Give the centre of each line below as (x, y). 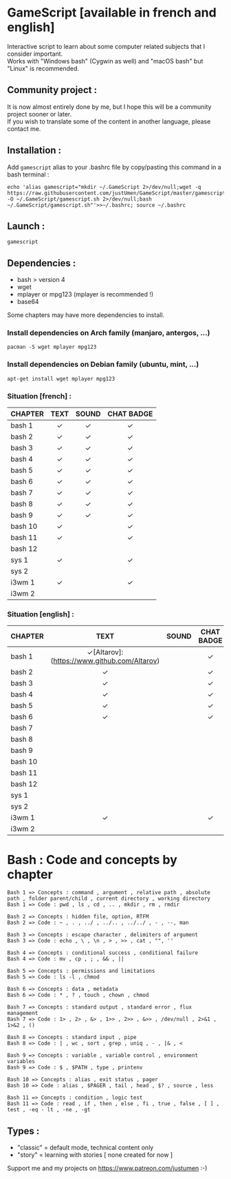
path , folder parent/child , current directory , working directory (109, 899)
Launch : (26, 226)
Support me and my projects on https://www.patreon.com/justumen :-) (107, 1168)
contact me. (24, 128)
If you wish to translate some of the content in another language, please (109, 121)
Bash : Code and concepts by (92, 859)
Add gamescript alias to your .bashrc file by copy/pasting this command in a (114, 167)
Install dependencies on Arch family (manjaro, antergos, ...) (109, 333)
